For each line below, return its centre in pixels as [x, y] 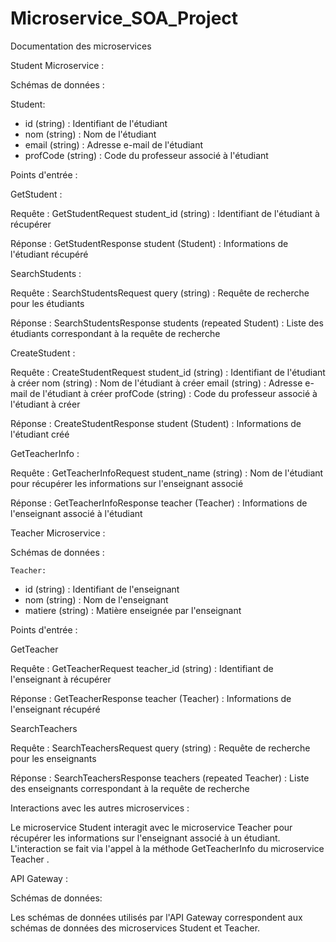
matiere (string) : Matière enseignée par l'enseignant [133, 610]
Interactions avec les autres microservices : [100, 808]
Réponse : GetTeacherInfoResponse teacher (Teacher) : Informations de [159, 503]
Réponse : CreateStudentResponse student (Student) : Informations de [156, 423]
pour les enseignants [53, 758]
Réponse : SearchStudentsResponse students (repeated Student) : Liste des [167, 323]
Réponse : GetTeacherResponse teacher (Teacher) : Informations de [151, 698]
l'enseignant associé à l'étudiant [76, 513]
